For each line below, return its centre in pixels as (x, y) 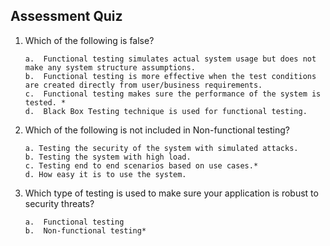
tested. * (45, 102)
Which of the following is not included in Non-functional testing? (157, 130)
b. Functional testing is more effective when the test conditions (170, 76)
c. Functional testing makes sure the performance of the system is (173, 94)
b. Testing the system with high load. (108, 157)
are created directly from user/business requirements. (143, 85)
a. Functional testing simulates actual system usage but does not (170, 59)
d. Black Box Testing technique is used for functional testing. (166, 111)
